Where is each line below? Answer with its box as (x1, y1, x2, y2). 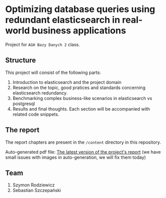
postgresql (12, 101, 35, 107)
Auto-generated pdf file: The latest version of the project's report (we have (5, 149, 161, 155)
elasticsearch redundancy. (12, 89, 68, 96)
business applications (32, 25, 126, 36)
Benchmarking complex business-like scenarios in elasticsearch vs (12, 95, 152, 101)
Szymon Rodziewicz (12, 182, 55, 188)
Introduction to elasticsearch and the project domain (12, 79, 122, 85)
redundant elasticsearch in (5, 14, 120, 26)
